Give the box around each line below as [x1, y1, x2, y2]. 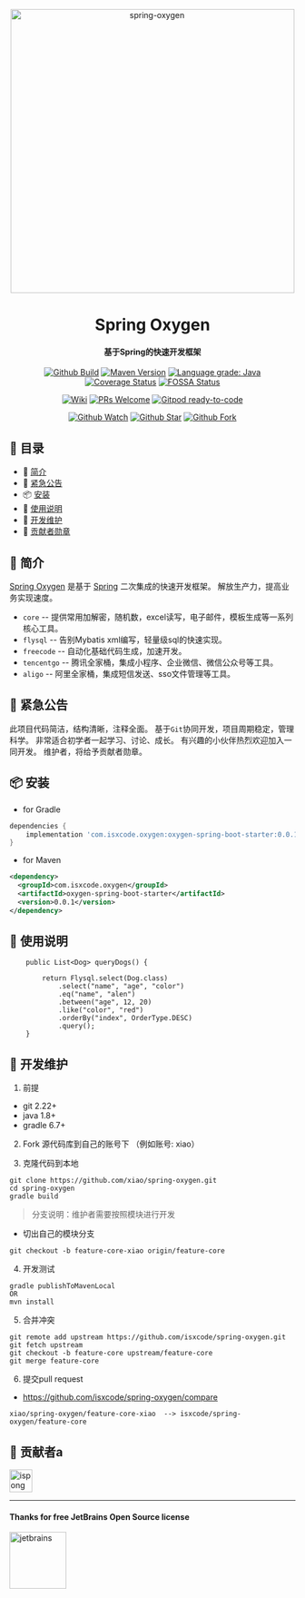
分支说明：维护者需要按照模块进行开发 [31, 1209, 175, 1220]
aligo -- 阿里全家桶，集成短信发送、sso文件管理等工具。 [22, 669, 236, 680]
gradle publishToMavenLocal [9, 1282, 116, 1291]
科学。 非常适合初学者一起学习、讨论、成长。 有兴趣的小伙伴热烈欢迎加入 [9, 734, 284, 745]
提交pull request [22, 1374, 84, 1385]
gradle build [9, 1192, 59, 1201]
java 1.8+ [22, 1110, 56, 1121]
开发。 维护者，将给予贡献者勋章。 [16, 746, 147, 757]
